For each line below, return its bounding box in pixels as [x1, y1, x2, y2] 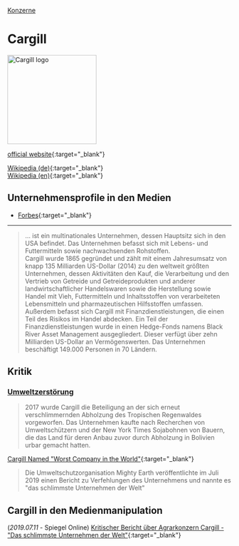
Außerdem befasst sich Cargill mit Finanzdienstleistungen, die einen [24, 307, 225, 316]
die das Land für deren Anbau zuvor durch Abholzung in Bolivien [24, 433, 215, 442]
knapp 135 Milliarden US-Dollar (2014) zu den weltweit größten [24, 262, 210, 270]
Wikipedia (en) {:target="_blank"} [7, 171, 104, 180]
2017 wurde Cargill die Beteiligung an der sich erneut [24, 403, 180, 412]
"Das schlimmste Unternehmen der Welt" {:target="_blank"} [7, 531, 181, 540]
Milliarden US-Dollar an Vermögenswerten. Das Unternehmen [24, 337, 206, 346]
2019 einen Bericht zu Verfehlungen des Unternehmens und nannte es [24, 476, 231, 485]
